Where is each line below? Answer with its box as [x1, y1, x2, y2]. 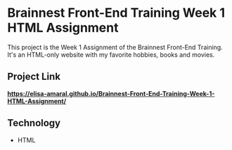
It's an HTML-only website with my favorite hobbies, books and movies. [7, 50, 215, 59]
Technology [7, 117, 61, 129]
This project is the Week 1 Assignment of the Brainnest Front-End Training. [7, 43, 223, 51]
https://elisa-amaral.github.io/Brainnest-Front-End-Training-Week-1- [7, 89, 215, 97]
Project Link [7, 71, 61, 83]
